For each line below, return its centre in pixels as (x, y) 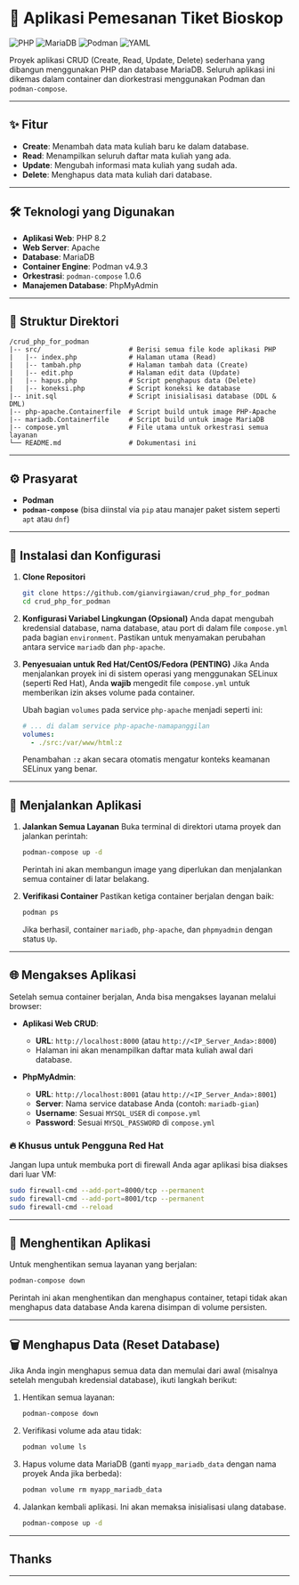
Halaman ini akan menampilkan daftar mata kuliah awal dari (144, 1050)
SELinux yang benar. (60, 769)
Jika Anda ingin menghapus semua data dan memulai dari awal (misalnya (144, 1371)
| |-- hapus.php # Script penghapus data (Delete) (133, 381)
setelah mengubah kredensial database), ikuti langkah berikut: (123, 1380)
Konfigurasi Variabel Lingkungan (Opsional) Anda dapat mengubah (148, 619)
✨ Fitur (29, 125)
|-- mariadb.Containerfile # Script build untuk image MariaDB (137, 420)
